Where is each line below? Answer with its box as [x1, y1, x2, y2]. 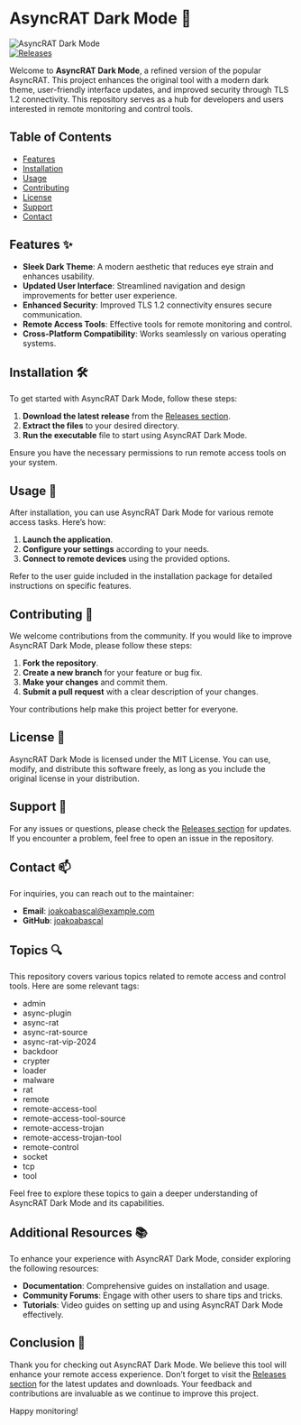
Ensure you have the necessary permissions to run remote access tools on [9, 447, 287, 458]
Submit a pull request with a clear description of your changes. [22, 686, 259, 697]
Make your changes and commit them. [22, 676, 169, 687]
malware [22, 1075, 55, 1086]
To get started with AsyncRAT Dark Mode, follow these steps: [9, 393, 238, 404]
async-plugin [22, 1007, 72, 1018]
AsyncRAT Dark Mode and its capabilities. [9, 1198, 165, 1209]
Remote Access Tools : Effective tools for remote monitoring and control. [22, 318, 293, 329]
